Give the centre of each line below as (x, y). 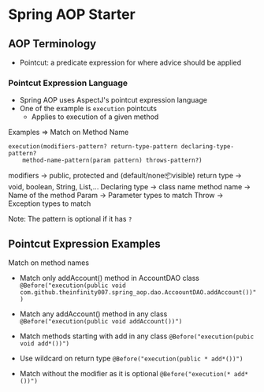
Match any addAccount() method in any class (93, 314)
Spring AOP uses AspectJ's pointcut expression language (113, 100)
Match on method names (48, 263)
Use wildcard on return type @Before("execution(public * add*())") (131, 358)
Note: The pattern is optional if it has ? (70, 219)
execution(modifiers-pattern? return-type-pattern (93, 147)
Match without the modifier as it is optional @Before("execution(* (125, 374)
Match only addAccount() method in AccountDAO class (109, 278)
